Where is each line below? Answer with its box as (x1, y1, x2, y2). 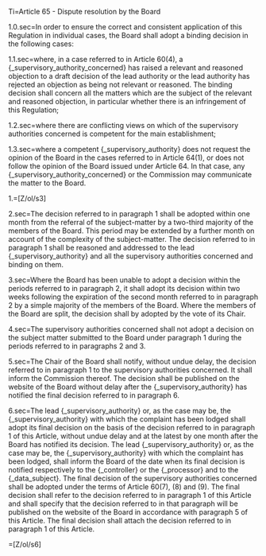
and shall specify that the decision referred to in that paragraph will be (8, 499, 238, 508)
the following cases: (8, 39, 74, 49)
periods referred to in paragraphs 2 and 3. (8, 341, 146, 351)
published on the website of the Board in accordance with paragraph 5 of (8, 507, 249, 516)
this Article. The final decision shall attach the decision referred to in (8, 516, 232, 525)
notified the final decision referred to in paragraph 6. (8, 391, 180, 400)
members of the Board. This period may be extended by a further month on (8, 226, 255, 235)
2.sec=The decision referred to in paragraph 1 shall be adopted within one (8, 209, 250, 218)
